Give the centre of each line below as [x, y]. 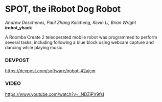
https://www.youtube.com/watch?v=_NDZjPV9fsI [55, 94]
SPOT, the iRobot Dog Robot [63, 9]
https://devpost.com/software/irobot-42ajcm [50, 71]
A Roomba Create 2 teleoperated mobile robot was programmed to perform [81, 37]
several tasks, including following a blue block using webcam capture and [80, 42]
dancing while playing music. [34, 47]
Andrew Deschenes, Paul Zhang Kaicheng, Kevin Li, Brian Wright [70, 22]
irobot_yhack [19, 27]
